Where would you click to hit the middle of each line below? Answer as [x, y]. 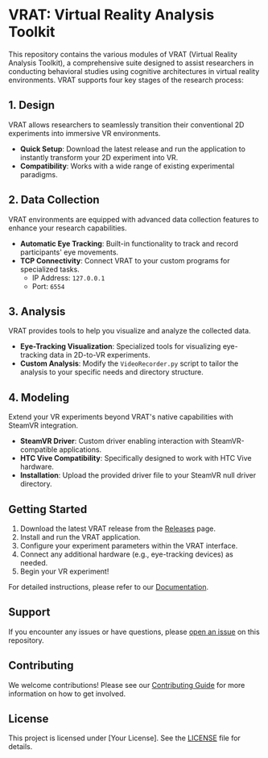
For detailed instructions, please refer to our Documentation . [109, 587]
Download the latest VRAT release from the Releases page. [118, 528]
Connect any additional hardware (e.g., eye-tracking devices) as [126, 554]
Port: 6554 [48, 286]
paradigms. [39, 174]
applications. [80, 449]
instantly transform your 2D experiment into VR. [99, 157]
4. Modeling [39, 398]
